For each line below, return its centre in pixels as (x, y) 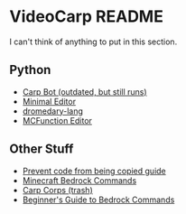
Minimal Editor (49, 101)
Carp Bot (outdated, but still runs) (84, 91)
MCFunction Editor (57, 120)
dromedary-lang (53, 111)
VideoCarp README (87, 17)
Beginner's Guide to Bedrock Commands (98, 200)
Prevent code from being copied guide (94, 171)
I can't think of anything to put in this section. (93, 42)
